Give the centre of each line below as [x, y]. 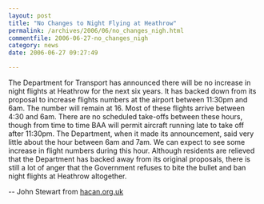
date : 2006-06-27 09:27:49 [53, 53]
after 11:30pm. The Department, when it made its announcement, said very [131, 134]
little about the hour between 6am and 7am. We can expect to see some [127, 142]
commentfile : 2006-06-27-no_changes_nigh [78, 38]
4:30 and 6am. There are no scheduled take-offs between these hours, [125, 116]
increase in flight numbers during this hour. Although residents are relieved [132, 150]
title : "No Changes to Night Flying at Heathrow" [93, 23]
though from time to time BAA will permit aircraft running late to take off [126, 125]
